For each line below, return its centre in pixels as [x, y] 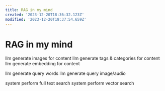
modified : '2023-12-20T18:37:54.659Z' [46, 19]
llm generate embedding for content [43, 64]
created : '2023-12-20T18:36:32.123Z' [45, 15]
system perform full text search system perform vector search [70, 83]
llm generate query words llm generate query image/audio [65, 73]
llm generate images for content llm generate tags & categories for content [82, 58]
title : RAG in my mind [29, 10]
